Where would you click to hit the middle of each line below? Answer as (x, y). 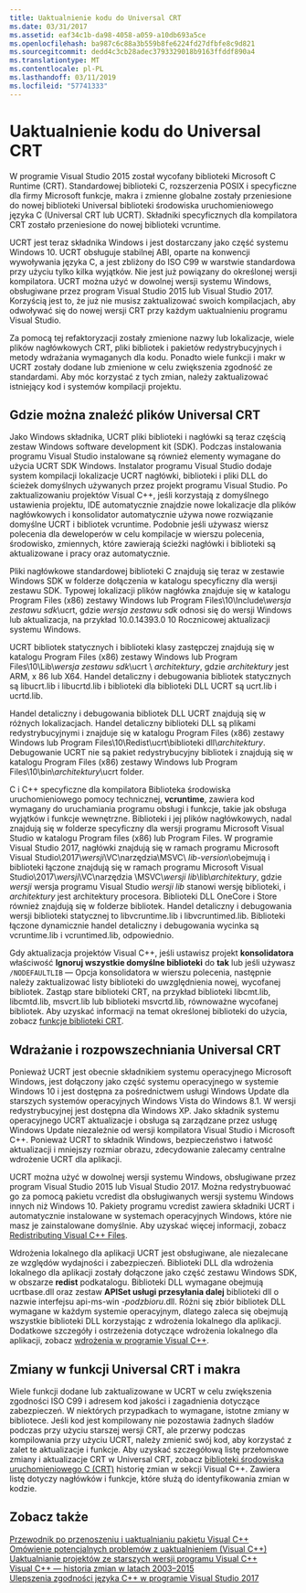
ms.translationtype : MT (55, 60)
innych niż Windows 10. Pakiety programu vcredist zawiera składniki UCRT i (152, 1206)
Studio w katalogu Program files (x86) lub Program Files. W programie (142, 839)
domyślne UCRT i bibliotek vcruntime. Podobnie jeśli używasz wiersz (139, 524)
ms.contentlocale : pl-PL (57, 69)
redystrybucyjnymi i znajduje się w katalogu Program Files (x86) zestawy (147, 733)
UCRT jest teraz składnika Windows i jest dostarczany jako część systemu (149, 242)
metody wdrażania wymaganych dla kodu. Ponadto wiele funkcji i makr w (148, 357)
